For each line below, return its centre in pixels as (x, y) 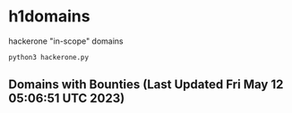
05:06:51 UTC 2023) (67, 98)
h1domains (49, 16)
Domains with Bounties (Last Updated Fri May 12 (146, 85)
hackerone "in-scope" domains (66, 41)
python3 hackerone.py (49, 57)
